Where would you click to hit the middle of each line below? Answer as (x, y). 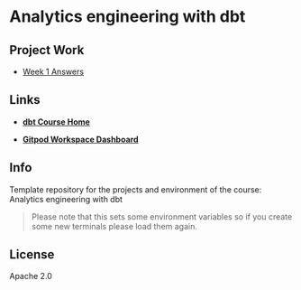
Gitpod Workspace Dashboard (80, 139)
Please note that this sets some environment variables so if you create (162, 216)
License (32, 255)
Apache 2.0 (31, 276)
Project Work (47, 50)
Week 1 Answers (53, 71)
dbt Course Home (56, 122)
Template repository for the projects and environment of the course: (136, 189)
